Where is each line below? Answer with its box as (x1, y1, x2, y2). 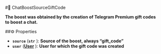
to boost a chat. (5, 19, 38, 25)
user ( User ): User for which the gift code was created (12, 43, 125, 49)
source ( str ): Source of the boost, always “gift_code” (12, 38, 124, 44)
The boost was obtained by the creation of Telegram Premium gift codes (5, 14, 156, 19)
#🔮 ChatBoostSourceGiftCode (5, 5, 66, 10)
